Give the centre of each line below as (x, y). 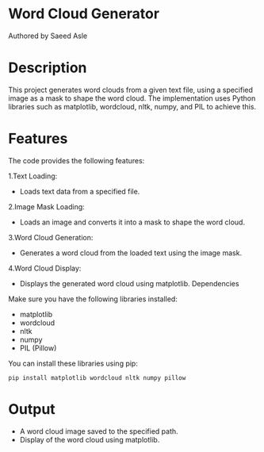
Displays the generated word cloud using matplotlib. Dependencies (129, 283)
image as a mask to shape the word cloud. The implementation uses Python (132, 98)
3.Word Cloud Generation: (51, 237)
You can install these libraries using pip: (73, 363)
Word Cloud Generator (84, 14)
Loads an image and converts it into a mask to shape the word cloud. (132, 222)
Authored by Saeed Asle (48, 36)
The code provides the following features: (77, 160)
